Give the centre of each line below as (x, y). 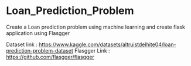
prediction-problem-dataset (40, 50)
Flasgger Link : (92, 50)
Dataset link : (22, 44)
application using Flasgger (38, 33)
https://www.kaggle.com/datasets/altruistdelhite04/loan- (108, 44)
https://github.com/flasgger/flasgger (50, 57)
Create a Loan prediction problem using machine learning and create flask (96, 27)
